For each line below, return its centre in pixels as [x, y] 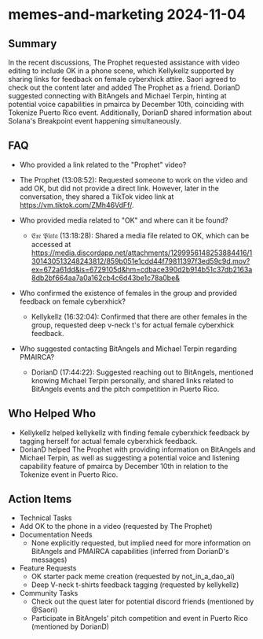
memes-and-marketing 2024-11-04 [127, 15]
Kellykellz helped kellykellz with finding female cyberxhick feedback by [134, 432]
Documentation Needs [56, 535]
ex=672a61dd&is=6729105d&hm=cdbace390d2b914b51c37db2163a [142, 269]
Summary [33, 44]
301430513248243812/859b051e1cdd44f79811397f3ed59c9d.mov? [141, 260]
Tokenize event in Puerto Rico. [69, 475]
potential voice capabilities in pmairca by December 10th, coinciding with [126, 104]
